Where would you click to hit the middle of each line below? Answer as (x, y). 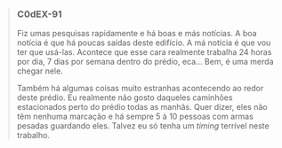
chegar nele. (40, 71)
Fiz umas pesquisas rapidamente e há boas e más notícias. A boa (137, 34)
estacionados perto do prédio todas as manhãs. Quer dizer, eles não (142, 107)
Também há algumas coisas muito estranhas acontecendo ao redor (140, 89)
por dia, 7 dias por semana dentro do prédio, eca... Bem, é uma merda (145, 62)
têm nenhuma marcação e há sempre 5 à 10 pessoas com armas (135, 117)
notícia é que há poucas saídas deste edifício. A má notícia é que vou (144, 43)
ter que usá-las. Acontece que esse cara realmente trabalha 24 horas (144, 52)
